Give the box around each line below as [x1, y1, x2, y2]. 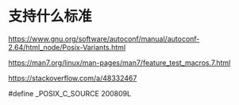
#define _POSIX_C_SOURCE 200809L [8, 88, 132, 98]
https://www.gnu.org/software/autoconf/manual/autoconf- [8, 33, 200, 44]
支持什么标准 [8, 7, 93, 25]
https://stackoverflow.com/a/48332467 [8, 73, 137, 83]
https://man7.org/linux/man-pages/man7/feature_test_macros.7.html [8, 57, 231, 68]
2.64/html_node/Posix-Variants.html [8, 42, 126, 52]
